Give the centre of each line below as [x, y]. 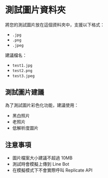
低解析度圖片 [25, 128]
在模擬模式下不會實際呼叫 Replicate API [52, 170]
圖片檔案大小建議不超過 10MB [42, 158]
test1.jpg [22, 65]
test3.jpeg [23, 76]
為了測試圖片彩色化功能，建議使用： [42, 105]
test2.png [22, 71]
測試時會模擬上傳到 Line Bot [41, 164]
